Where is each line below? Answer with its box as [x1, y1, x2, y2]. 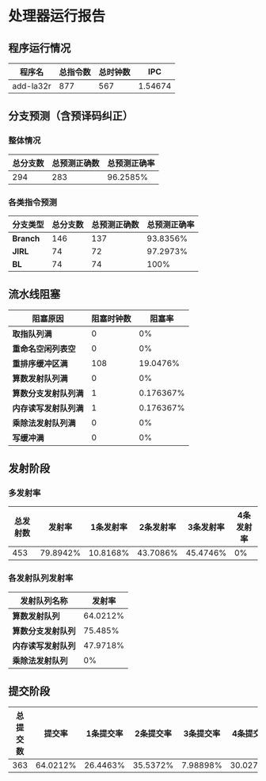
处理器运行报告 [8, 7, 106, 25]
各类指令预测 [8, 196, 58, 208]
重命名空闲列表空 [12, 343, 77, 354]
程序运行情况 [8, 41, 71, 55]
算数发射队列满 [12, 373, 69, 384]
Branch [12, 233, 40, 244]
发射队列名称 [20, 595, 69, 606]
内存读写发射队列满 [12, 402, 85, 413]
